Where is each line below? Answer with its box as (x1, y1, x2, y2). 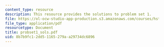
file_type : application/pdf (5, 21, 62, 26)
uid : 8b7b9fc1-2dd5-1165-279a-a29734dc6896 (5, 35, 95, 40)
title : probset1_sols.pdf (5, 30, 58, 35)
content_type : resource (5, 7, 54, 12)
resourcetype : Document (5, 25, 54, 30)
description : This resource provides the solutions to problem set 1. (5, 12, 152, 17)
